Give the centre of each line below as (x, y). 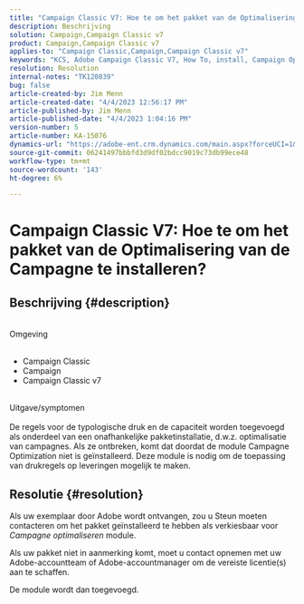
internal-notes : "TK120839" (62, 77)
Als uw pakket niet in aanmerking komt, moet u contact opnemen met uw (146, 553)
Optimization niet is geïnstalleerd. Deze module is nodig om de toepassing (148, 456)
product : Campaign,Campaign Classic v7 (85, 43)
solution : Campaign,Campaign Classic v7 (87, 34)
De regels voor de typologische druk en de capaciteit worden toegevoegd (147, 427)
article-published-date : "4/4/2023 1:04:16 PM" (101, 119)
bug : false (30, 85)
